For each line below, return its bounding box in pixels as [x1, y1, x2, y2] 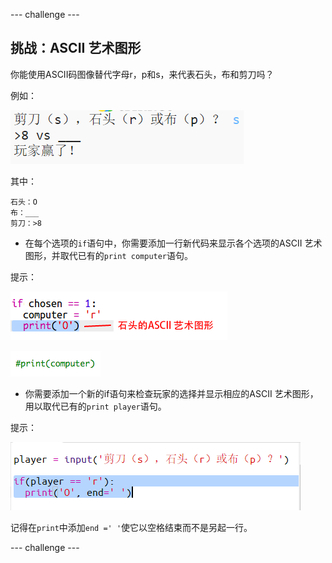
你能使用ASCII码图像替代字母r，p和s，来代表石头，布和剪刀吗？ [10, 68, 275, 80]
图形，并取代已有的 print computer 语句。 [24, 249, 194, 261]
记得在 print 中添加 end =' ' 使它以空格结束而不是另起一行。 [10, 521, 253, 533]
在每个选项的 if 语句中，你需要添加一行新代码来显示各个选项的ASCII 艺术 [24, 237, 323, 249]
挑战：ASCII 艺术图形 [10, 40, 142, 57]
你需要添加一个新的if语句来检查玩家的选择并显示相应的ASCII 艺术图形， [24, 387, 319, 399]
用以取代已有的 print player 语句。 [24, 400, 167, 412]
